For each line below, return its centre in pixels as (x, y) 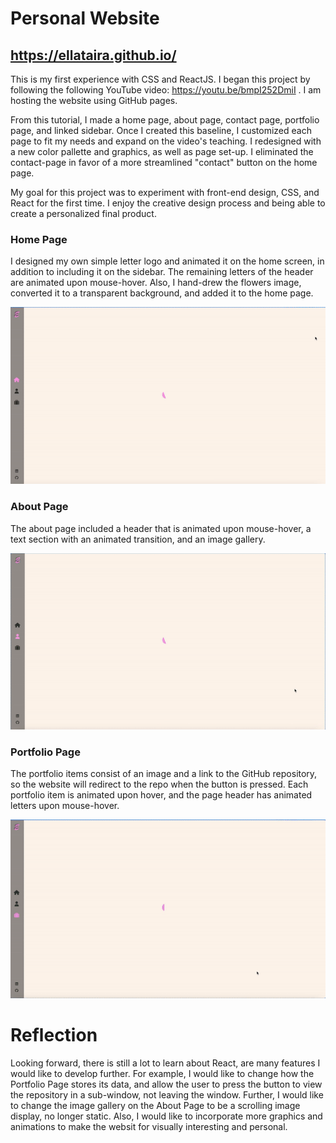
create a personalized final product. (83, 213)
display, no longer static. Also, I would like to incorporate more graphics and (166, 1116)
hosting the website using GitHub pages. (94, 100)
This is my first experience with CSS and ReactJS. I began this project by (160, 79)
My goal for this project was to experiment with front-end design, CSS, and (165, 192)
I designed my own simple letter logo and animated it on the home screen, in (167, 261)
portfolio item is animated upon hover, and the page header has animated (161, 795)
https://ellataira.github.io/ (93, 55)
